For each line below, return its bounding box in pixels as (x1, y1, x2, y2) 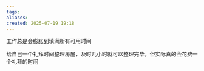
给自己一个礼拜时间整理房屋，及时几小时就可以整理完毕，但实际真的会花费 (6, 50, 192, 58)
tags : (6, 8, 20, 15)
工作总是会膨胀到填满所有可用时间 (6, 38, 92, 45)
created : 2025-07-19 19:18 (6, 20, 75, 26)
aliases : (6, 15, 29, 21)
